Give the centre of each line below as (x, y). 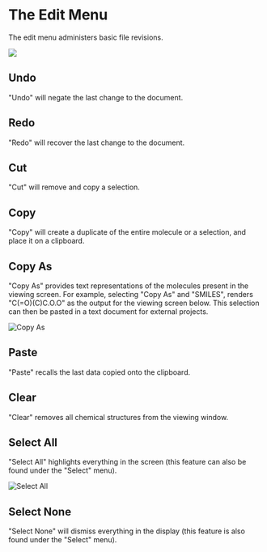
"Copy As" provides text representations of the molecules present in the (129, 286)
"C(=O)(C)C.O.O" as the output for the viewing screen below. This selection (134, 303)
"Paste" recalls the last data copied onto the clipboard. (100, 372)
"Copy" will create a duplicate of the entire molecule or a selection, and (127, 232)
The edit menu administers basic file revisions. (86, 37)
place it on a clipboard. (47, 241)
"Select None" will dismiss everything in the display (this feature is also (127, 531)
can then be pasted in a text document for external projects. (108, 312)
